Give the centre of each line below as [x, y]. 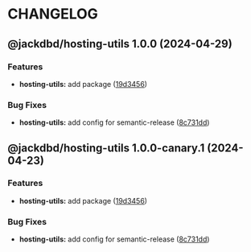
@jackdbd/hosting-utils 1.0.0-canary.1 [106, 148]
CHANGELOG [53, 14]
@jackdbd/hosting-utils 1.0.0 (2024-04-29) [120, 44]
